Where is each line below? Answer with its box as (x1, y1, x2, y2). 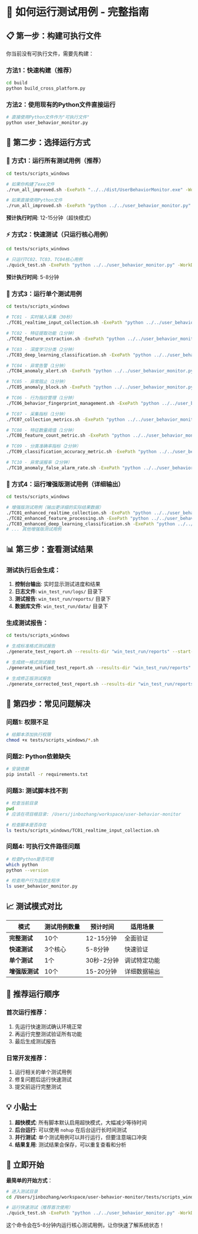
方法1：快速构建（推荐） (6, 66, 75, 74)
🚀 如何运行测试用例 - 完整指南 (6, 5, 149, 19)
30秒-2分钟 (85, 957, 119, 965)
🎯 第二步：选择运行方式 (6, 138, 91, 148)
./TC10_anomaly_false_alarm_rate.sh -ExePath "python (6, 464, 141, 471)
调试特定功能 (124, 957, 160, 965)
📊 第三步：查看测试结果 (6, 544, 94, 554)
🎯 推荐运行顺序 (6, 989, 60, 999)
